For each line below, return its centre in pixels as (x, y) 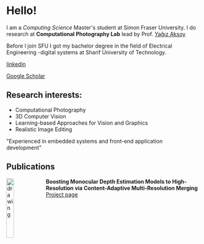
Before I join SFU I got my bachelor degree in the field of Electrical (89, 46)
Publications (31, 167)
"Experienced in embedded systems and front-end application (85, 141)
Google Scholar (26, 76)
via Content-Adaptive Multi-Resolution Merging (136, 188)
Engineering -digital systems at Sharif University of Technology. (86, 52)
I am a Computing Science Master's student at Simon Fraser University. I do (101, 27)
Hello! (22, 11)
